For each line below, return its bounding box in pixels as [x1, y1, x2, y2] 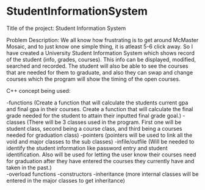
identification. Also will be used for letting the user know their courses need [6, 151, 196, 158]
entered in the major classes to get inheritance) [6, 177, 125, 184]
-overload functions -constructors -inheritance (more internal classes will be [6, 170, 200, 178]
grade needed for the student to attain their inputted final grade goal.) [6, 112, 182, 119]
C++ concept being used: [6, 87, 71, 94]
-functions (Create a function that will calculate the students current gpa [6, 99, 189, 106]
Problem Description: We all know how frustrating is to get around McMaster [6, 36, 199, 43]
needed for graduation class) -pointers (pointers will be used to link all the [6, 131, 193, 139]
